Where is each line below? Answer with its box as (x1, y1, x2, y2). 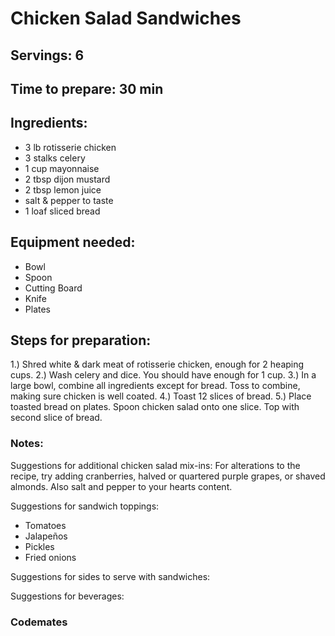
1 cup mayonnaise (24, 162, 100, 174)
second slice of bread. (10, 412, 103, 424)
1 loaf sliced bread (24, 205, 101, 217)
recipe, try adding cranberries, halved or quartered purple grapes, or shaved (10, 470, 326, 482)
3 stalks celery (24, 152, 86, 164)
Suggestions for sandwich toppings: (10, 500, 160, 512)
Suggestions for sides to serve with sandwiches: (10, 570, 211, 582)
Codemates (10, 615, 68, 629)
